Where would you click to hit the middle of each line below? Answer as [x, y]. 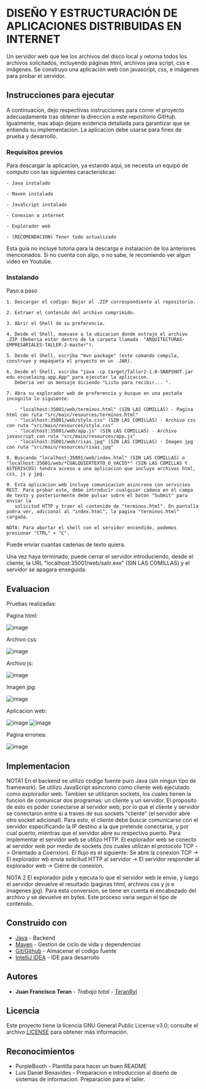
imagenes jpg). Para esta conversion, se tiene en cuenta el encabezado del [101, 890]
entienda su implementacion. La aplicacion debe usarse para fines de [94, 130]
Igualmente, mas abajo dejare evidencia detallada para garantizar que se [98, 123]
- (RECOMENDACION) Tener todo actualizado [61, 237]
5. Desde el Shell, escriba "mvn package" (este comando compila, [93, 356]
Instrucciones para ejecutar [60, 95]
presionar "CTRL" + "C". [38, 533]
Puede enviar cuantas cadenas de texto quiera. [66, 544]
